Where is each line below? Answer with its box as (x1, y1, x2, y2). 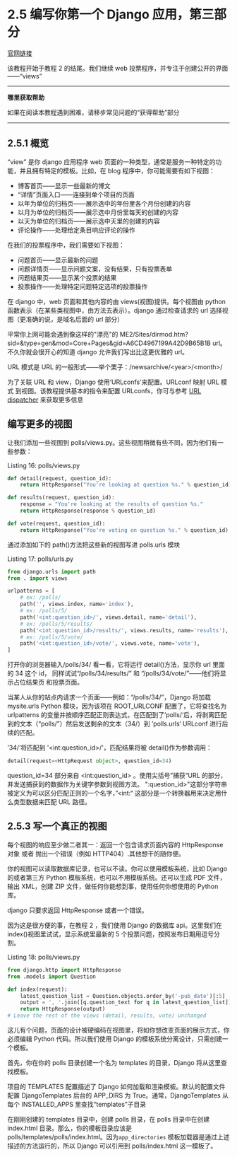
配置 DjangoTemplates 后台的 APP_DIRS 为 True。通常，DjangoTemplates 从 (7, 1091, 229, 1100)
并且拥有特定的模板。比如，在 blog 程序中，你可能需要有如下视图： (19, 166, 215, 175)
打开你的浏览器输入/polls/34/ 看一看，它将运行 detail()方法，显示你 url (7, 661, 212, 669)
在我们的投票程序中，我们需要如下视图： (7, 240, 125, 249)
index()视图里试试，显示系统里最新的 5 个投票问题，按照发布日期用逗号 (7, 929, 214, 938)
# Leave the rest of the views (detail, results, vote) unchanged (7, 1012, 207, 1019)
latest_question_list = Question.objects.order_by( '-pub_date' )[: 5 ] (20, 992, 226, 999)
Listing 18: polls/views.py (7, 953, 80, 961)
